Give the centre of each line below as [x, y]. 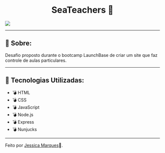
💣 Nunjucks [25, 129]
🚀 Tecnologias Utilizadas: [45, 80]
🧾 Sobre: [18, 43]
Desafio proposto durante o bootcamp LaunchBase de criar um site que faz [82, 55]
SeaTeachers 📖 [82, 10]
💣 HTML [21, 92]
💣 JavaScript [26, 107]
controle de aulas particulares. [36, 60]
